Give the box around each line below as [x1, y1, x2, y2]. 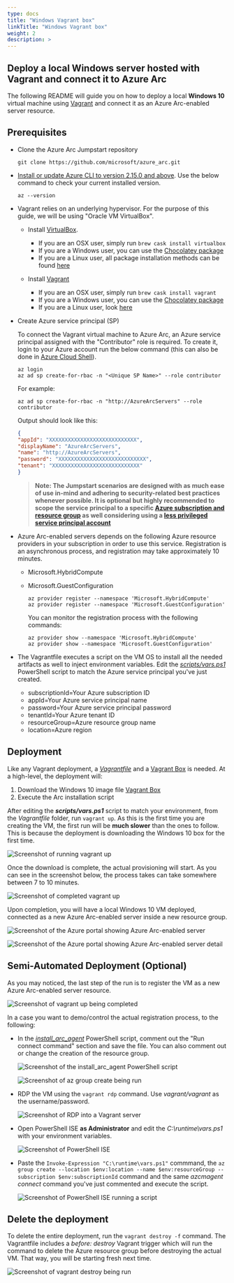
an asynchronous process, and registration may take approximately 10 [17, 547, 220, 555]
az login [17, 366, 43, 373]
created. [17, 675, 42, 683]
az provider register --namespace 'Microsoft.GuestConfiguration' [27, 601, 226, 608]
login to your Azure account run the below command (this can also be [17, 345, 219, 353]
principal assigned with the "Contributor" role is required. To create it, [17, 337, 218, 346]
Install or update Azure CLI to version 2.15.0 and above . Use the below [17, 171, 219, 179]
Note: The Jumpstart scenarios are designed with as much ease [34, 481, 225, 489]
